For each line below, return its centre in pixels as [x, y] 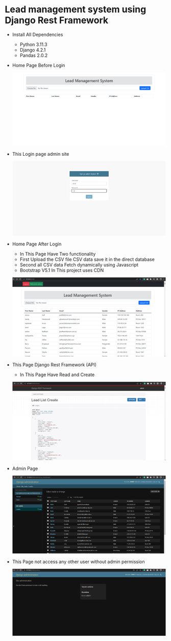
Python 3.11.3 [33, 44]
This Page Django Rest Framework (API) [54, 364]
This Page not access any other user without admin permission [78, 562]
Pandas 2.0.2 [34, 55]
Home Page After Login [37, 244]
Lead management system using [76, 9]
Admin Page [25, 468]
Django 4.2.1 [33, 50]
